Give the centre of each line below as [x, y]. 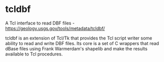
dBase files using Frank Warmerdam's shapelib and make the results [76, 48]
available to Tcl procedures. [34, 54]
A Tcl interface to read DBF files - [40, 23]
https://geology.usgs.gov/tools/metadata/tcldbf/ [55, 28]
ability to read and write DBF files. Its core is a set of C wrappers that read [82, 43]
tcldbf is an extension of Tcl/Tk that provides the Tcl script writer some [79, 38]
